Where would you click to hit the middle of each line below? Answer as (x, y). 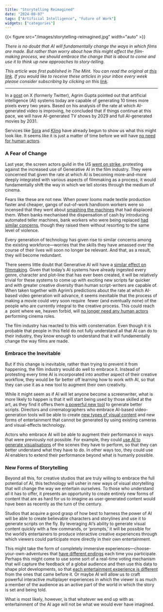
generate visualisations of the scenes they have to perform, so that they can (81, 445)
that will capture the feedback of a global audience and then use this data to (81, 564)
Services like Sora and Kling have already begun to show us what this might (81, 131)
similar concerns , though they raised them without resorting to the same (77, 225)
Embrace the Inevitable (33, 353)
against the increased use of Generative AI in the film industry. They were (78, 169)
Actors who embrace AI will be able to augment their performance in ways (79, 434)
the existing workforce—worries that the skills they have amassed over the (80, 245)
